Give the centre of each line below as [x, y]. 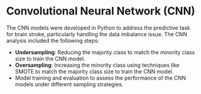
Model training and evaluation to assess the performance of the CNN [100, 78]
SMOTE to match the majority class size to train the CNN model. [94, 71]
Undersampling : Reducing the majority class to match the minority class [105, 52]
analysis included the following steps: [53, 40]
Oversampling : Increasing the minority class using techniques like [97, 65]
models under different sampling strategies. [69, 84]
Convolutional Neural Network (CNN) [101, 11]
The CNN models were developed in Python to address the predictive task [98, 28]
